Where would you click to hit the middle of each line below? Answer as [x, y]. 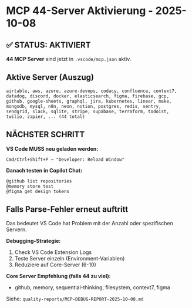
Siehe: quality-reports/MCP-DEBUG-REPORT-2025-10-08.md [75, 299]
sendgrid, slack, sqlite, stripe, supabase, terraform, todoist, [87, 111]
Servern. [17, 229]
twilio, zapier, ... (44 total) [46, 116]
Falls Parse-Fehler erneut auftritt [67, 209]
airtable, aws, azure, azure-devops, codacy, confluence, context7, [92, 91]
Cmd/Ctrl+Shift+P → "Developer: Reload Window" [65, 160]
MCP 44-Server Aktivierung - [80, 11]
